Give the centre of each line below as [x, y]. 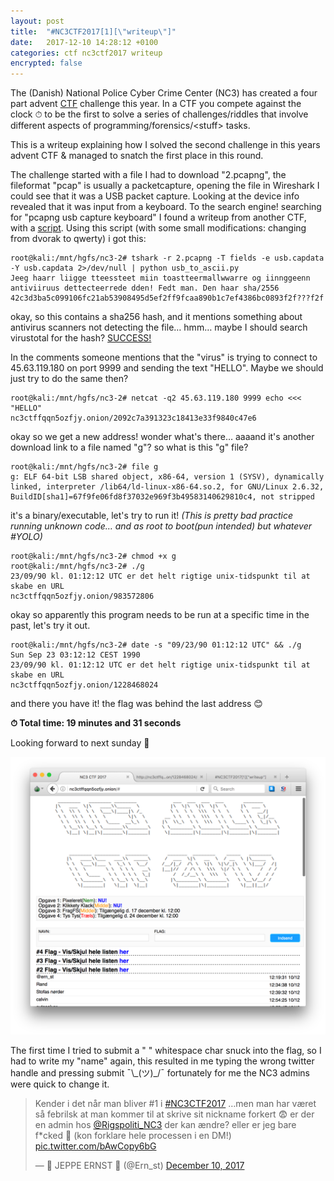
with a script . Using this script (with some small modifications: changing [158, 228]
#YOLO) [26, 537]
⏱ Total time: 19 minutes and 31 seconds [96, 723]
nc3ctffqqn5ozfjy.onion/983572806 [82, 596]
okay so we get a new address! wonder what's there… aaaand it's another [162, 437]
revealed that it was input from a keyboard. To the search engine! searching [166, 207]
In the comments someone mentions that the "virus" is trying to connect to [164, 357]
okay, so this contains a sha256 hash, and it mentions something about [156, 317]
